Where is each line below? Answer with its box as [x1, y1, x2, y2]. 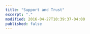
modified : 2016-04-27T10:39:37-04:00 [5, 16, 85, 21]
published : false [5, 21, 42, 26]
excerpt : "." [5, 12, 33, 17]
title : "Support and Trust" [5, 7, 65, 12]
